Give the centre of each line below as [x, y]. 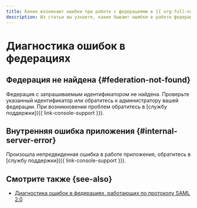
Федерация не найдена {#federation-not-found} [98, 80]
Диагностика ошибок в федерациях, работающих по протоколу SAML [102, 193]
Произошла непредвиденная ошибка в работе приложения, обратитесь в [98, 154]
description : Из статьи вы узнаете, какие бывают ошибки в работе [89, 17]
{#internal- [157, 131]
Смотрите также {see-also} [59, 179]
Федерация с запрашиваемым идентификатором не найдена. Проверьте [98, 94]
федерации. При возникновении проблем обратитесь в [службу [86, 107]
